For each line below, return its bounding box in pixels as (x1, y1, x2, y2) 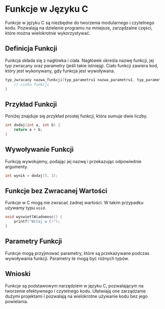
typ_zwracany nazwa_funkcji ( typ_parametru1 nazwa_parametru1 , (5, 77, 135, 82)
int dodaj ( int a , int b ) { (5, 123, 60, 128)
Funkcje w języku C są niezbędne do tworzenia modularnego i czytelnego (5, 20, 155, 26)
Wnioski (5, 270, 31, 278)
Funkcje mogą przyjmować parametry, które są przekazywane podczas (5, 250, 150, 256)
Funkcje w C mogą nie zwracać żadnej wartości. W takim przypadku (5, 200, 144, 206)
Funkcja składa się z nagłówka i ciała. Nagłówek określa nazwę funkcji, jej (5, 57, 154, 63)
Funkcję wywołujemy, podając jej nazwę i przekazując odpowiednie (5, 158, 141, 164)
